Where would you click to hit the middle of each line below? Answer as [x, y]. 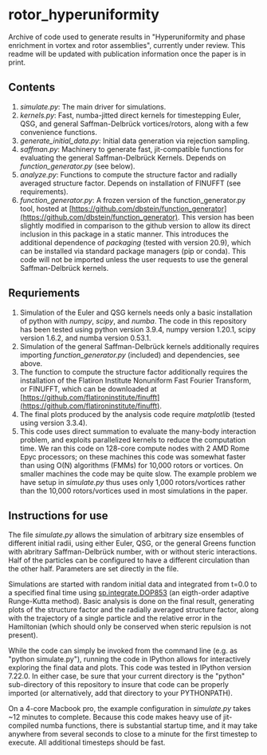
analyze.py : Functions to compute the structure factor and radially [128, 174]
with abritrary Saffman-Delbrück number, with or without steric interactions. [133, 552]
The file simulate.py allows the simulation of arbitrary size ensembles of [126, 535]
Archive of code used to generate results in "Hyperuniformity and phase [127, 37]
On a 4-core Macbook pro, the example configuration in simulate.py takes [130, 709]
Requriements [44, 293]
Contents [32, 87]
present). [23, 635]
